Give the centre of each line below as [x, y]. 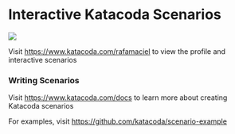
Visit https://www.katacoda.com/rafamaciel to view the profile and [117, 51]
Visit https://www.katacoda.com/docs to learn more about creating [118, 98]
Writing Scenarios [44, 80]
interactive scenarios [43, 59]
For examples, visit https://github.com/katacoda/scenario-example [117, 121]
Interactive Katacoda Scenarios [115, 15]
